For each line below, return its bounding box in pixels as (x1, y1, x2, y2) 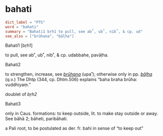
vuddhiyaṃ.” (5, 82, 31, 88)
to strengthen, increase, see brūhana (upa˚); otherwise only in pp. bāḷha (5, 71, 153, 77)
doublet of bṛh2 (5, 91, 37, 97)
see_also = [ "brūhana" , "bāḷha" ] (5, 34, 74, 39)
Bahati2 (5, 62, 21, 68)
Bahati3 (5, 101, 21, 107)
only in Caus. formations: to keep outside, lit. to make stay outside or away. (5, 110, 159, 117)
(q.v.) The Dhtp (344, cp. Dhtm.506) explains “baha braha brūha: (5, 77, 137, 83)
